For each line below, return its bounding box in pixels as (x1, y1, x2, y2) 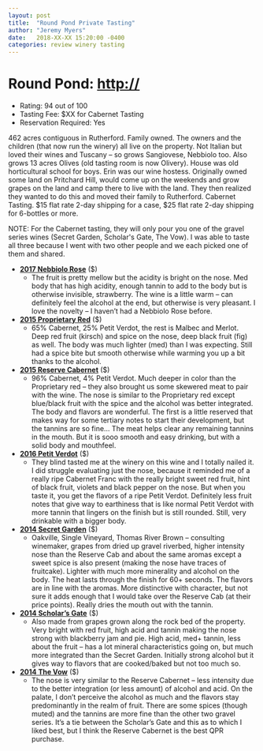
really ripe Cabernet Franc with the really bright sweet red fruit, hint (31, 475, 250, 484)
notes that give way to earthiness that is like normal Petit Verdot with (31, 499, 254, 509)
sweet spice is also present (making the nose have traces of (31, 558, 227, 568)
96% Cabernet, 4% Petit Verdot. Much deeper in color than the (31, 374, 236, 383)
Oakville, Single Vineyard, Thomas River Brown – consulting (31, 533, 225, 543)
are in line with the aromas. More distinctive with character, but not (31, 584, 248, 593)
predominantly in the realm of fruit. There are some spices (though (31, 700, 248, 711)
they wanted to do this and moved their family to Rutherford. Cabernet (8, 192, 236, 201)
